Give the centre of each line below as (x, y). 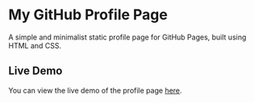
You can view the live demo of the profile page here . (96, 90)
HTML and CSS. (35, 45)
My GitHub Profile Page (88, 15)
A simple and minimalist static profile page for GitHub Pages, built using (127, 37)
